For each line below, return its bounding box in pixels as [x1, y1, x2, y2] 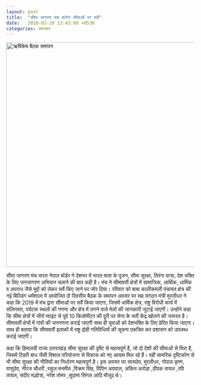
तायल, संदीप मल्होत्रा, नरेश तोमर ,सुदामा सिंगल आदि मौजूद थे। [6, 372, 123, 379]
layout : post [6, 8, 39, 15]
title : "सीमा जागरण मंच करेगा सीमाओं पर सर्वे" [6, 14, 102, 20]
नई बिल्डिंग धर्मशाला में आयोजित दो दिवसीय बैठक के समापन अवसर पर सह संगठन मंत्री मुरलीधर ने [6, 292, 187, 300]
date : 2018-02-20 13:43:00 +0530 [6, 20, 95, 26]
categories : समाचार [6, 25, 51, 32]
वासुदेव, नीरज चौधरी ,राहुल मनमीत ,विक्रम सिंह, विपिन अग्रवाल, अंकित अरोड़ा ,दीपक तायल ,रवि [6, 365, 184, 372]
